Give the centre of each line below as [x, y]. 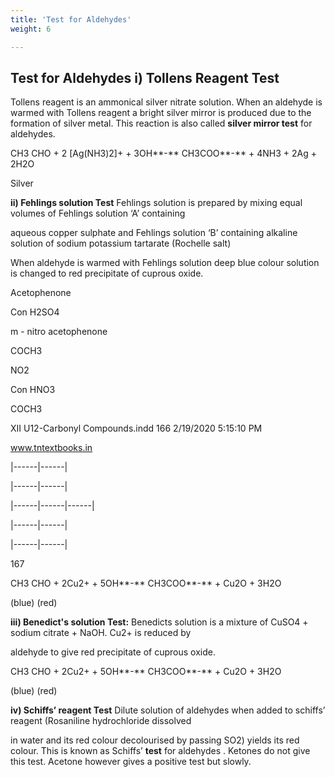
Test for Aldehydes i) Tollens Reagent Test [145, 77]
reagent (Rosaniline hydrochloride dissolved [101, 721]
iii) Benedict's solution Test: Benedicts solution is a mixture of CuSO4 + [159, 622]
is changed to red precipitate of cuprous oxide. [107, 273]
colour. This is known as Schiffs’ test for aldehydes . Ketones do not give [160, 751]
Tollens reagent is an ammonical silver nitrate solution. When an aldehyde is [166, 102]
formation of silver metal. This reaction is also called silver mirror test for [161, 123]
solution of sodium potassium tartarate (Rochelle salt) [121, 243]
